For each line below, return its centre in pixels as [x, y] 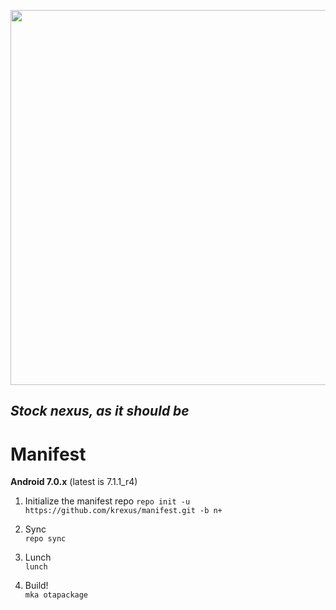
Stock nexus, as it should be [100, 411]
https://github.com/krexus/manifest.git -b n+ [123, 511]
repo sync [45, 539]
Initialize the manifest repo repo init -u [107, 501]
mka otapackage [56, 595]
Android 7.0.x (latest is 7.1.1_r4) [74, 482]
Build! [36, 586]
